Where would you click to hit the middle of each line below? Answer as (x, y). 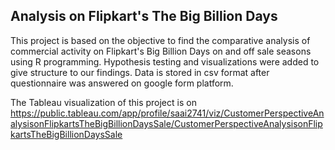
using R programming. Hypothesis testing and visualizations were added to (165, 61)
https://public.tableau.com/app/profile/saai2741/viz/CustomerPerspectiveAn (167, 113)
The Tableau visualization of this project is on (103, 102)
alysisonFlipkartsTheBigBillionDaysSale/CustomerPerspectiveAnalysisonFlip (166, 123)
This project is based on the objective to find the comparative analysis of (160, 40)
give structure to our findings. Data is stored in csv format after (140, 72)
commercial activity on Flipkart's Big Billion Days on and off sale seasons (161, 51)
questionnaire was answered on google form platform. (122, 83)
